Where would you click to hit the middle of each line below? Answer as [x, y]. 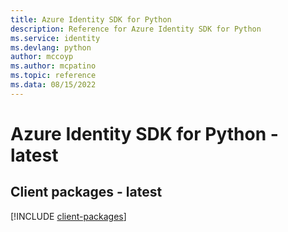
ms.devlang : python [51, 47]
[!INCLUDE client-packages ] [68, 216]
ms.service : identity [55, 38]
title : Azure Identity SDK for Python [91, 19]
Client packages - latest [86, 192]
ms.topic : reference [53, 76]
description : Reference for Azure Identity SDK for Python [136, 29]
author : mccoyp [42, 57]
